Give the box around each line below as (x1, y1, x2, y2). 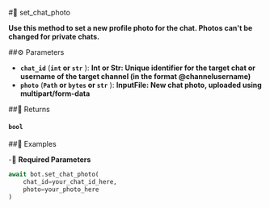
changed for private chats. (8, 32, 100, 41)
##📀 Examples (8, 139, 57, 149)
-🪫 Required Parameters (8, 155, 91, 164)
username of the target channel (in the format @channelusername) (19, 72, 251, 81)
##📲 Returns (8, 105, 50, 114)
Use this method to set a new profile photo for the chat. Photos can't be (8, 23, 253, 32)
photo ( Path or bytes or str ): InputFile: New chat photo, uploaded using (19, 81, 263, 89)
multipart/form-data (19, 89, 91, 98)
